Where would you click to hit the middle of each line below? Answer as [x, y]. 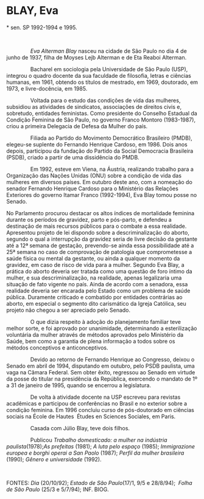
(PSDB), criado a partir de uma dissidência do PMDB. [73, 157]
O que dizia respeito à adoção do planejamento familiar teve [106, 322]
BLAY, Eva [33, 11]
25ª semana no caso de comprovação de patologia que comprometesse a [99, 252]
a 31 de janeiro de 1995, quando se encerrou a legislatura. [79, 385]
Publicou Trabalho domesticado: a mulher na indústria [99, 440]
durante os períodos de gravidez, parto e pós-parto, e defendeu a [89, 219]
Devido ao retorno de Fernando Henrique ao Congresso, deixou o [112, 359]
